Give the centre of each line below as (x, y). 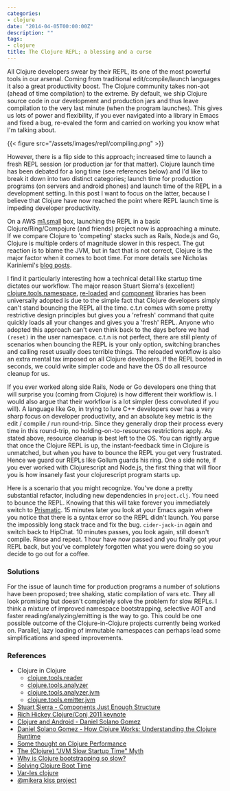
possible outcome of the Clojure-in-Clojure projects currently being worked (114, 623)
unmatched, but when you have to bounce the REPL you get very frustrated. (115, 452)
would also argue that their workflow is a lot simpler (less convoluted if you (113, 401)
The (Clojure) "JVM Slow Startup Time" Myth (80, 751)
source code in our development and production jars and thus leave (103, 101)
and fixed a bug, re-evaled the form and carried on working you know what (113, 123)
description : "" (30, 33)
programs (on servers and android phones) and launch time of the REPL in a (115, 186)
